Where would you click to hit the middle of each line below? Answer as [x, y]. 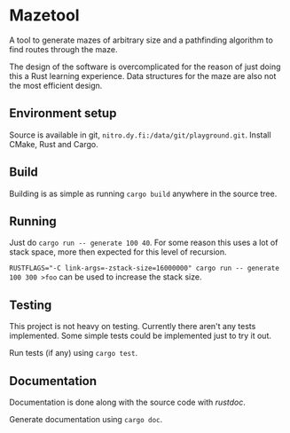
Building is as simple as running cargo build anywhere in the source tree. [143, 193]
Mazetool [44, 16]
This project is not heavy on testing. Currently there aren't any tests [133, 327]
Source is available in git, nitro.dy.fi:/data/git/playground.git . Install [141, 135]
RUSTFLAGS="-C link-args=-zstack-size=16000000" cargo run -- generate [144, 268]
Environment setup [63, 113]
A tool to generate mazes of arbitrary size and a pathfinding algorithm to [141, 40]
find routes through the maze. [63, 49]
